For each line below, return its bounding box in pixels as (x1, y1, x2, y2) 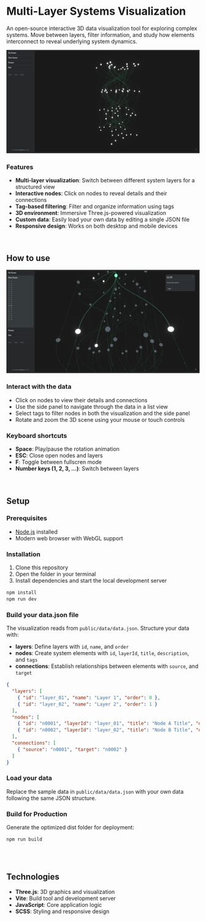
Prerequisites (6, 514, 47, 523)
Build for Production (6, 809, 67, 818)
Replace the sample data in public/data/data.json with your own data (6, 788, 184, 795)
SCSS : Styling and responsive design (15, 907, 110, 915)
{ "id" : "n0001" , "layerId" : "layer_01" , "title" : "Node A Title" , (17, 720, 194, 727)
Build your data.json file (6, 610, 79, 619)
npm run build (6, 836, 43, 842)
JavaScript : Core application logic (15, 901, 102, 908)
